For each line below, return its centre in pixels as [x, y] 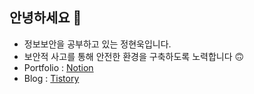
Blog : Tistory [51, 78]
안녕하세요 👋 [45, 18]
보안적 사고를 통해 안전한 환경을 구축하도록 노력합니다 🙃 [134, 56]
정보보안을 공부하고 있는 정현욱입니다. [97, 44]
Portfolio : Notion [58, 67]
